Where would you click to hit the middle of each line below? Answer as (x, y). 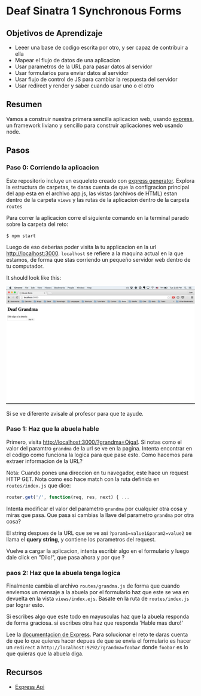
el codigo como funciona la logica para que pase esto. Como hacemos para (100, 455)
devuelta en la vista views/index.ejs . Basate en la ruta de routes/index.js (98, 598)
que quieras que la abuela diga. (45, 653)
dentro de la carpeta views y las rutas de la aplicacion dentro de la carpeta (98, 199)
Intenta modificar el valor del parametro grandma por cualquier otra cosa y (97, 509)
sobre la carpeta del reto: (37, 224)
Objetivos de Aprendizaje (54, 33)
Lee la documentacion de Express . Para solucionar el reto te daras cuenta (97, 634)
